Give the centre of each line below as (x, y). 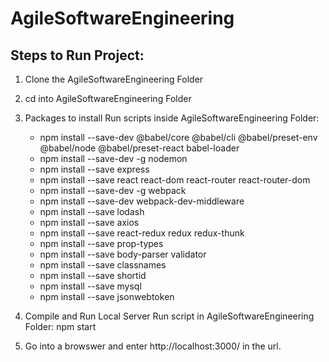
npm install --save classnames (103, 265)
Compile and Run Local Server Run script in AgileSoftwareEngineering (169, 316)
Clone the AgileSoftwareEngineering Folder (114, 79)
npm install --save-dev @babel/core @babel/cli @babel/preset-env (178, 137)
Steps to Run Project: (77, 55)
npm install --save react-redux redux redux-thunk (142, 233)
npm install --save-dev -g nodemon (113, 158)
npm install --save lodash (92, 211)
